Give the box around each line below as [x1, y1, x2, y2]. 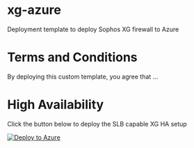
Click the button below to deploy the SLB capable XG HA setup [7, 120, 188, 128]
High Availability [7, 97, 104, 113]
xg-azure [7, 2, 61, 18]
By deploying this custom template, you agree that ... [7, 72, 159, 81]
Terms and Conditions [7, 49, 138, 65]
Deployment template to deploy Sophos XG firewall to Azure [7, 25, 179, 33]
